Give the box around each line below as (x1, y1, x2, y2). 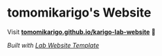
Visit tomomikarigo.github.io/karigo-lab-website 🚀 (7, 28, 156, 36)
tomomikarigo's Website (7, 5, 152, 21)
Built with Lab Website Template (7, 41, 99, 49)
